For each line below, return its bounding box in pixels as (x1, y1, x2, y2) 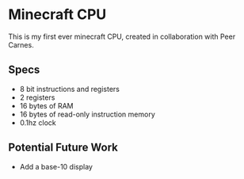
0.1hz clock (19, 117, 57, 128)
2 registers (19, 93, 55, 102)
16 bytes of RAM (19, 101, 74, 110)
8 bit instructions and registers (19, 84, 120, 93)
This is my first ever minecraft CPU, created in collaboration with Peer (8, 32, 236, 41)
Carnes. (8, 40, 34, 49)
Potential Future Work (8, 141, 119, 154)
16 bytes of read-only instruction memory (19, 109, 156, 119)
